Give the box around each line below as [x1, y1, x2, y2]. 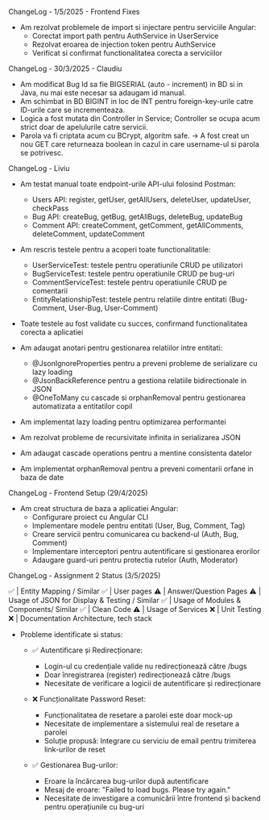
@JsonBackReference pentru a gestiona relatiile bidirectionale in [31, 376, 247, 385]
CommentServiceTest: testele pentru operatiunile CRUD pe [31, 277, 228, 287]
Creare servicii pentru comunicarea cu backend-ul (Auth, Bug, [31, 530, 239, 539]
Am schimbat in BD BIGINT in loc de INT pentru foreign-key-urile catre [19, 97, 254, 106]
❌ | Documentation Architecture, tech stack [8, 614, 153, 623]
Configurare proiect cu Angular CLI [31, 512, 149, 522]
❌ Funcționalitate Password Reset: [31, 694, 147, 704]
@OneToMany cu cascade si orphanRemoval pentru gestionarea [31, 393, 246, 402]
